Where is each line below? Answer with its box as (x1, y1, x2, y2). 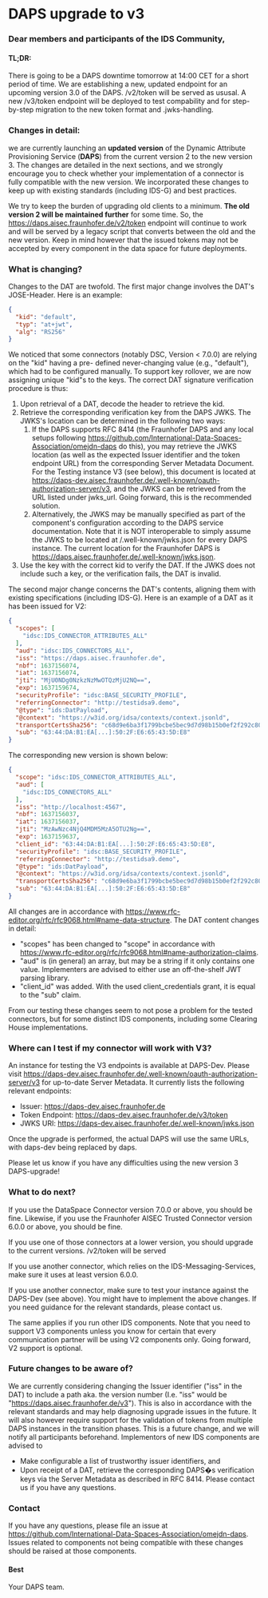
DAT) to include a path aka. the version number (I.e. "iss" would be (8, 1389, 227, 1399)
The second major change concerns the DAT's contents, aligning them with (8, 584, 256, 594)
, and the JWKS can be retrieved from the (109, 484, 246, 494)
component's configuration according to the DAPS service (31, 518, 224, 528)
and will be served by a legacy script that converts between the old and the (8, 226, 256, 236)
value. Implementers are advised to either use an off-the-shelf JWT (19, 964, 242, 974)
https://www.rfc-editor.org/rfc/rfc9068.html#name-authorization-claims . (19, 947, 259, 957)
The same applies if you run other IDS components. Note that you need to (8, 1317, 251, 1327)
